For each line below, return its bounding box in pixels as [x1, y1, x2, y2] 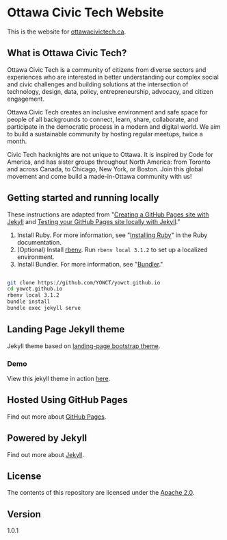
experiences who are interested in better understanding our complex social [7, 73, 219, 81]
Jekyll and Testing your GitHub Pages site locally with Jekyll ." [7, 217, 181, 225]
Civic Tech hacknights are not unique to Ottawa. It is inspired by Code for [7, 150, 213, 158]
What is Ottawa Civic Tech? [7, 47, 127, 59]
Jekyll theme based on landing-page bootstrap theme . [7, 341, 161, 350]
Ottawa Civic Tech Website [7, 5, 164, 21]
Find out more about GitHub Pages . [7, 413, 107, 421]
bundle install [7, 298, 51, 306]
